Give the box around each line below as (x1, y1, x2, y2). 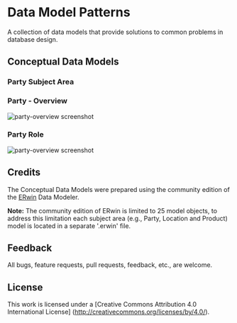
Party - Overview (7, 96, 67, 106)
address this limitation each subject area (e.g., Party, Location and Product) (7, 214, 228, 222)
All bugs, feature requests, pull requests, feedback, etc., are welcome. (7, 261, 213, 269)
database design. (7, 35, 58, 43)
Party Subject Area (7, 77, 75, 87)
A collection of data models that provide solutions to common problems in (7, 28, 224, 36)
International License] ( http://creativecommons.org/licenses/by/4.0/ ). (7, 307, 210, 316)
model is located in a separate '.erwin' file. (7, 221, 131, 230)
